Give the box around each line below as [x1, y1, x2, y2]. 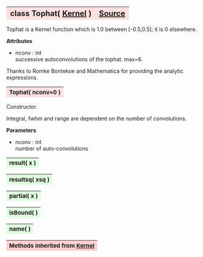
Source [99, 9, 125, 18]
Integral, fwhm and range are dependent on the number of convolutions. [6, 115, 187, 122]
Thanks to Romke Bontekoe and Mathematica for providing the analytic [6, 67, 184, 75]
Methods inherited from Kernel [8, 241, 95, 250]
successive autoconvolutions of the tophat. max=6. [15, 56, 143, 63]
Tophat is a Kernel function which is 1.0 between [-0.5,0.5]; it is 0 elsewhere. [6, 26, 197, 33]
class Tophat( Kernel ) [10, 9, 92, 18]
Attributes [6, 38, 33, 44]
